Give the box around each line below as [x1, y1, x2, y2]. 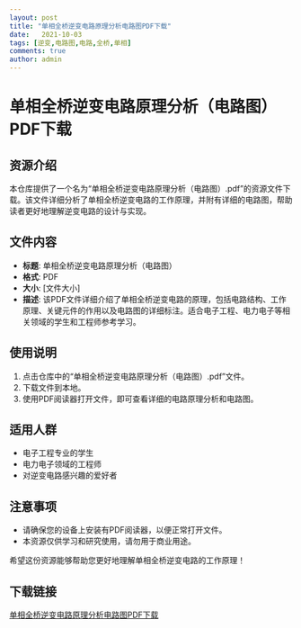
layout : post [9, 13, 58, 22]
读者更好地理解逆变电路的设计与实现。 [9, 206, 151, 216]
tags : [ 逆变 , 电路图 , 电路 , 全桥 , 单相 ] [9, 38, 132, 48]
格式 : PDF [22, 271, 59, 282]
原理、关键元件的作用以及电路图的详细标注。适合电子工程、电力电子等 [22, 305, 283, 316]
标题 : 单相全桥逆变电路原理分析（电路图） [22, 260, 177, 271]
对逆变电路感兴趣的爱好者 [22, 470, 118, 481]
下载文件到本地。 [22, 381, 86, 392]
